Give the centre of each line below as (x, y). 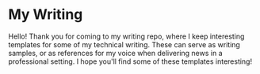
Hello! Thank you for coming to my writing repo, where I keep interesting (126, 36)
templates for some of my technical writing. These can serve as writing (124, 44)
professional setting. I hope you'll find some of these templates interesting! (130, 61)
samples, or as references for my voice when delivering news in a (115, 53)
